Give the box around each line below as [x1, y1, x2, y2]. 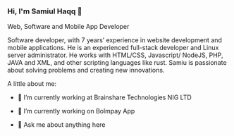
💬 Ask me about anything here [17, 120, 106, 129]
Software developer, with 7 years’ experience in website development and [7, 36, 222, 44]
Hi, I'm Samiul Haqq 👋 [7, 6, 82, 16]
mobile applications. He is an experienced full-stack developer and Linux [7, 44, 219, 52]
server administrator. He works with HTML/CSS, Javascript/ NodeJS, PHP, [7, 51, 223, 59]
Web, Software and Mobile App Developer [7, 23, 130, 31]
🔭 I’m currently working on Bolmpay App [17, 107, 135, 116]
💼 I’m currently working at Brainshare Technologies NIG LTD [17, 93, 192, 101]
